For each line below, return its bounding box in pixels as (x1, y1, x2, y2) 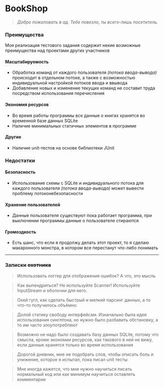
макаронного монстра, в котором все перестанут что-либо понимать (12, 245, 159, 251)
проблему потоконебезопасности (12, 190, 83, 196)
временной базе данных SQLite (12, 118, 78, 124)
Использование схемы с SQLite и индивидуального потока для (12, 180, 144, 186)
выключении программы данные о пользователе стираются (12, 218, 139, 224)
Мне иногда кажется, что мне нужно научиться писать (17, 366, 132, 372)
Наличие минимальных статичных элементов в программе (12, 123, 137, 129)
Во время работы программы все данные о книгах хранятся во (12, 112, 145, 118)
